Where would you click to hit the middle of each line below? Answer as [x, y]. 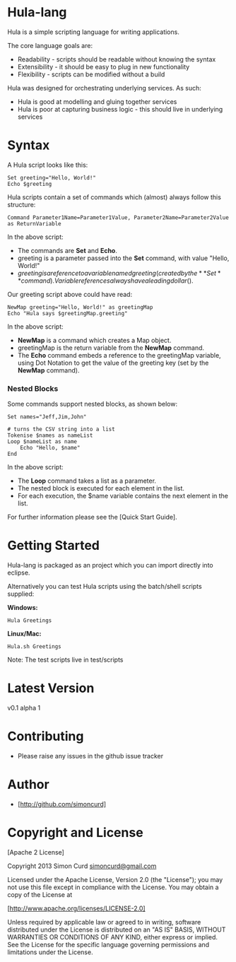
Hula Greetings [30, 621]
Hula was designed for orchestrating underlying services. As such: [104, 88]
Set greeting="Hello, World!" [52, 177]
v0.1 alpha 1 [24, 708]
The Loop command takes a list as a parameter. [87, 481]
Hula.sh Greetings [34, 647]
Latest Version [51, 688]
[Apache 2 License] [36, 852]
